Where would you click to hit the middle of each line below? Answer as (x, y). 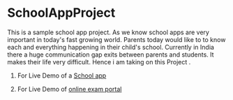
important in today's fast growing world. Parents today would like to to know (116, 39)
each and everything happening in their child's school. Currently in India (111, 47)
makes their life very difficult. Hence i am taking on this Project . (99, 62)
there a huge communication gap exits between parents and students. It (111, 55)
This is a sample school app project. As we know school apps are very (108, 32)
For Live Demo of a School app (62, 76)
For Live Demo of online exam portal (69, 89)
